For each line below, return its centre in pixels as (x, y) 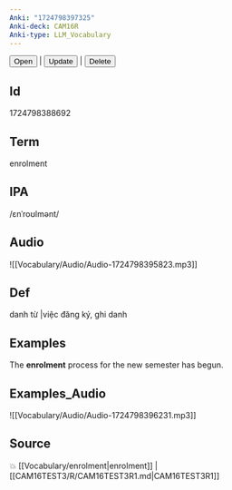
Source (30, 444)
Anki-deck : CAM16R (44, 26)
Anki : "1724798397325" (52, 18)
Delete (100, 61)
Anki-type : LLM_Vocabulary (60, 34)
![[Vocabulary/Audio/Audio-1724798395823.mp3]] (103, 264)
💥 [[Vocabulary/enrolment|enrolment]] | (84, 465)
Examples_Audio (58, 393)
